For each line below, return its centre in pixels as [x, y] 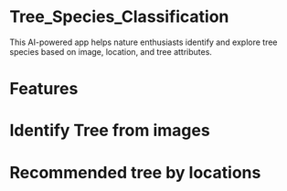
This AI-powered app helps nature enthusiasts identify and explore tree [143, 42]
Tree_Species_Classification [119, 17]
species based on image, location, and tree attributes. [111, 51]
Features [44, 89]
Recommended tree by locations [135, 172]
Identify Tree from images [110, 131]
